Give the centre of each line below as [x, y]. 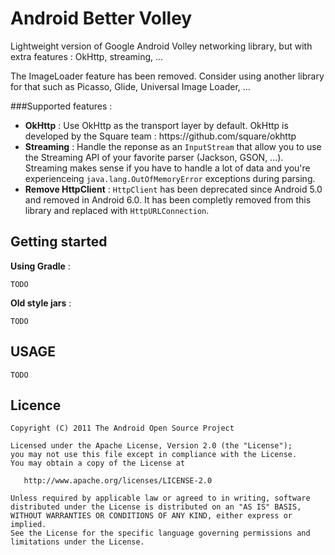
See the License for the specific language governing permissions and [160, 533]
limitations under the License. [77, 542]
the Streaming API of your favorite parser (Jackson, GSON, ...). [154, 157]
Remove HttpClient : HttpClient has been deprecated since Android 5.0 [173, 189]
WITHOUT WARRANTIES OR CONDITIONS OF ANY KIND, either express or [151, 516]
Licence [36, 405]
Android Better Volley [101, 18]
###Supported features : [61, 106]
